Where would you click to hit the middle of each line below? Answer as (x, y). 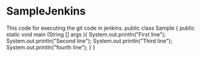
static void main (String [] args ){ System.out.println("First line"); (86, 34)
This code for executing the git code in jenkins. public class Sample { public (100, 28)
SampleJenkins (46, 11)
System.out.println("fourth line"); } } (51, 47)
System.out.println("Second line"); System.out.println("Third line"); (89, 41)
